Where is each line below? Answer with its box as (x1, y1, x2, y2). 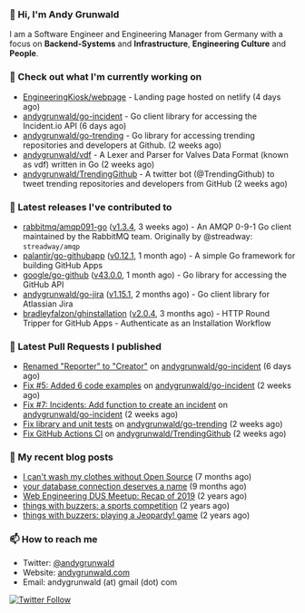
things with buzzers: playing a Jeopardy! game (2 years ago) (22, 510, 251, 521)
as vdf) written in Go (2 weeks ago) (22, 159, 155, 170)
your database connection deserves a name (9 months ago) (22, 481, 247, 492)
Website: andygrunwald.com (22, 567, 130, 578)
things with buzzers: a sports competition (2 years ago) (22, 501, 230, 511)
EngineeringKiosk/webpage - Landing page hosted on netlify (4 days (22, 91, 281, 102)
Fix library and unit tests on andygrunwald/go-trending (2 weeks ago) (22, 419, 283, 430)
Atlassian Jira (22, 298, 74, 309)
